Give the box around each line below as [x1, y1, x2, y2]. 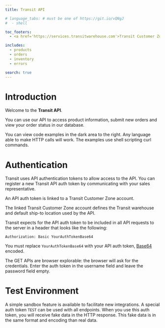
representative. [5, 186, 36, 192]
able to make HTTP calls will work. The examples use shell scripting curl [5, 137, 151, 143]
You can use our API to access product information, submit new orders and [5, 117, 157, 123]
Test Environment [5, 285, 79, 297]
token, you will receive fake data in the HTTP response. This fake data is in [5, 312, 156, 318]
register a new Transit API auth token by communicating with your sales [5, 181, 150, 187]
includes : [5, 43, 26, 48]
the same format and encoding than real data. [5, 317, 98, 323]
